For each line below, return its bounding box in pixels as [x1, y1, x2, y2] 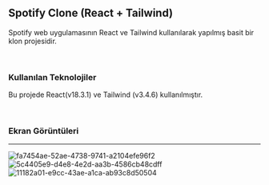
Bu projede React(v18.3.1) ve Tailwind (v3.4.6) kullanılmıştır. [8, 90, 203, 99]
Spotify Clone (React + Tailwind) [8, 6, 174, 20]
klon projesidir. [8, 36, 58, 46]
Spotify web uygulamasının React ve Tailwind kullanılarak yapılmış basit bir [8, 27, 255, 37]
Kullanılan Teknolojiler [8, 71, 97, 82]
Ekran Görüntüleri [8, 126, 79, 137]
